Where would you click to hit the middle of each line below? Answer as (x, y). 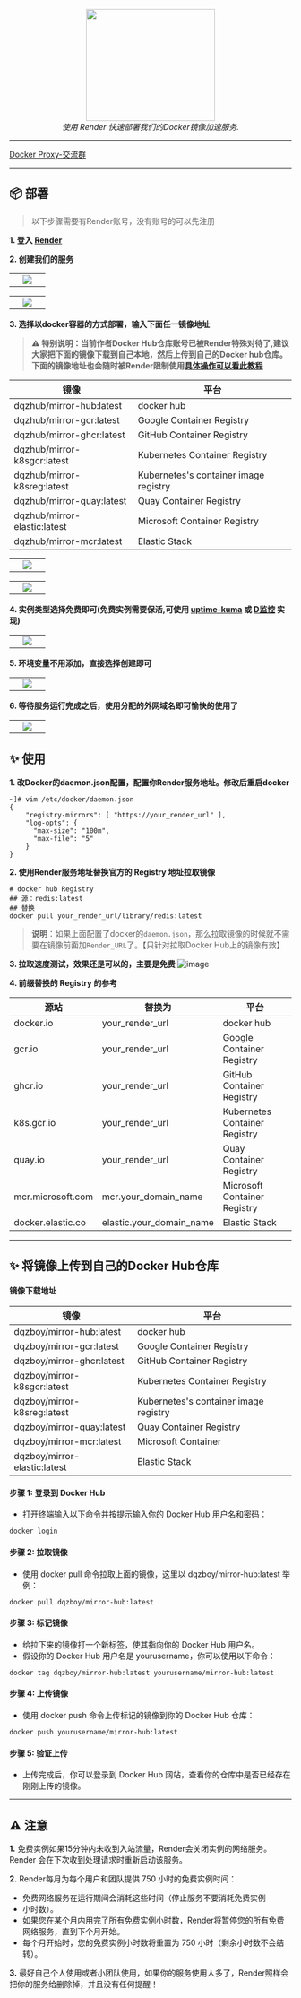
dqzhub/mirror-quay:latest (70, 500)
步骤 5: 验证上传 (39, 1753)
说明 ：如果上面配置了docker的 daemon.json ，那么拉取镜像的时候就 (153, 933)
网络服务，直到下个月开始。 (73, 1932)
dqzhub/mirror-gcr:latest (67, 419)
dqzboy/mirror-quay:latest (70, 1427)
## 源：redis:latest (46, 898)
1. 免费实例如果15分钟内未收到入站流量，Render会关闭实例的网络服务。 (140, 1849)
